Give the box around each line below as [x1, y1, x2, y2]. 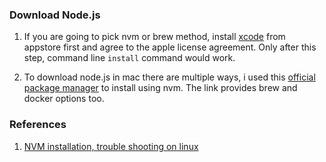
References [9, 118, 67, 132]
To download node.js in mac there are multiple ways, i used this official [23, 71, 316, 83]
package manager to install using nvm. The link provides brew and [23, 82, 298, 94]
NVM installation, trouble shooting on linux [23, 140, 199, 152]
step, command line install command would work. [23, 52, 236, 64]
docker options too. [23, 93, 105, 105]
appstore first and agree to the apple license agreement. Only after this [23, 41, 317, 53]
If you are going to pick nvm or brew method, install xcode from [23, 31, 286, 43]
